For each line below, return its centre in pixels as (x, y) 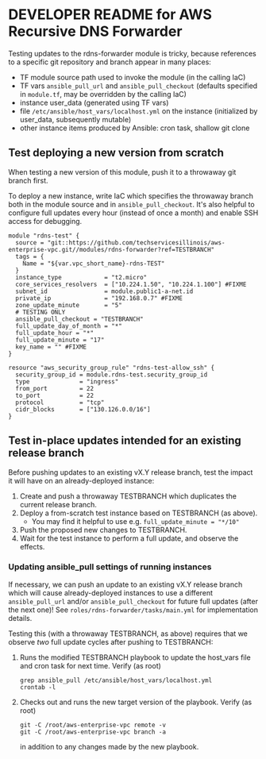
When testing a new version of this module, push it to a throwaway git (122, 171)
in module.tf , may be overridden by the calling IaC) (103, 94)
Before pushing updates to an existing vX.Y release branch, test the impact (131, 472)
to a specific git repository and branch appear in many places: (110, 62)
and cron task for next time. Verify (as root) (90, 665)
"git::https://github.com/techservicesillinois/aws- (136, 243)
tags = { (30, 256)
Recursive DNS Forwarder (95, 31)
